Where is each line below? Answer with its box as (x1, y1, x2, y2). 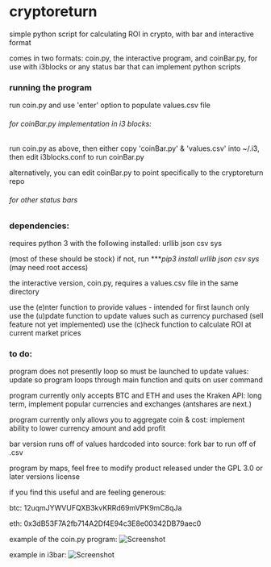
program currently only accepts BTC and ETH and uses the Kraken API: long (9, 390, 262, 401)
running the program (9, 81, 92, 93)
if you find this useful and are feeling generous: (9, 487, 166, 498)
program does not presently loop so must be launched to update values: (9, 366, 249, 377)
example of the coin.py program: (9, 535, 118, 544)
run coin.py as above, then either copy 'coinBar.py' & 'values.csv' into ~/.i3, (9, 144, 261, 153)
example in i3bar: (9, 550, 67, 560)
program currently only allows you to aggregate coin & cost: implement (9, 415, 245, 425)
